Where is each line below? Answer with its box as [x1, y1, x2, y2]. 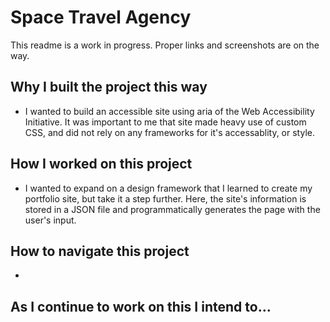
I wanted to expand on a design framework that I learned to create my [24, 182, 313, 194]
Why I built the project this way [10, 79, 208, 96]
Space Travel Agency [10, 6, 192, 29]
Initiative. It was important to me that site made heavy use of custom [24, 116, 307, 128]
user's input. [24, 214, 77, 226]
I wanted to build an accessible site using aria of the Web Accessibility [24, 105, 315, 117]
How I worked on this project [10, 156, 193, 173]
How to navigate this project [10, 242, 190, 260]
